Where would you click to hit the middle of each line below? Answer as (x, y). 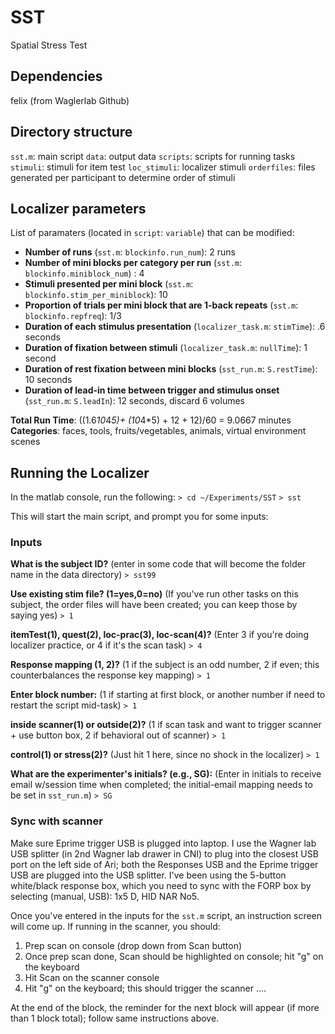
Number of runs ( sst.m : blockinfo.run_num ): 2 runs (130, 252)
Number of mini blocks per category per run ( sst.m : (133, 263)
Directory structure (71, 132)
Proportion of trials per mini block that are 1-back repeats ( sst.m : (161, 305)
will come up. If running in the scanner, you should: (115, 926)
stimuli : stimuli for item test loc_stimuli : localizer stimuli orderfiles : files (163, 167)
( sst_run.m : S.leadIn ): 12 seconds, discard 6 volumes (134, 401)
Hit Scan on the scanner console (92, 977)
